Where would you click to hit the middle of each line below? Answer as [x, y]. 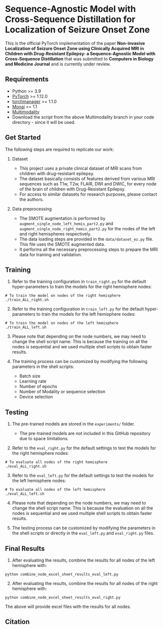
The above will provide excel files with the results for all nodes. [68, 607]
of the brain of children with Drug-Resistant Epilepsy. [72, 189]
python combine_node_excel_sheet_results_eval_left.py [62, 574]
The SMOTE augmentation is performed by [62, 218]
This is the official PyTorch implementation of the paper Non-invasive [75, 43]
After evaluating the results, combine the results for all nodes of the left [83, 560]
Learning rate [33, 381]
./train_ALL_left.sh [26, 327]
